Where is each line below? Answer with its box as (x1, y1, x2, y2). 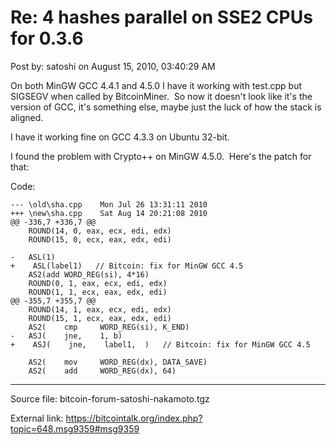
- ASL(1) (10, 252, 56, 262)
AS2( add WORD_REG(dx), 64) (28, 366, 177, 376)
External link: (10, 412, 64, 424)
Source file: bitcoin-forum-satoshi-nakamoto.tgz (10, 392, 210, 405)
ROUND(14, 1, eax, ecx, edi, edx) (28, 304, 172, 315)
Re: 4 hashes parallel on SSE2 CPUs (10, 6, 313, 29)
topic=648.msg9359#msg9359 (10, 422, 140, 435)
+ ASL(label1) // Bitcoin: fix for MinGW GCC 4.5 (10, 261, 244, 271)
